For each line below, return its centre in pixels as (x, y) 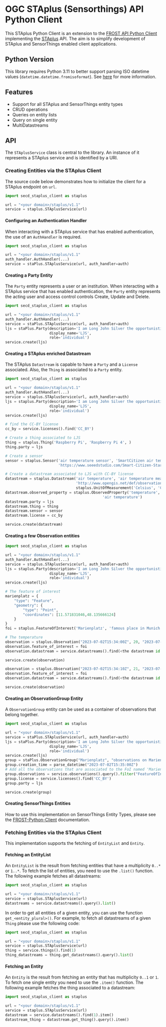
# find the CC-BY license (32, 424)
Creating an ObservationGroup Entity (44, 698)
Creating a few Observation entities (42, 536)
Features (19, 92)
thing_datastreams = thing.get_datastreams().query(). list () (69, 955)
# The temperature (24, 637)
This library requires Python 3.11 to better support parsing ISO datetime (77, 71)
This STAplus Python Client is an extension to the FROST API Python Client (81, 33)
